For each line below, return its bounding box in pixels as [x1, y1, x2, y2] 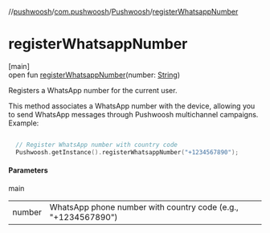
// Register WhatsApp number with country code [15, 141, 178, 149]
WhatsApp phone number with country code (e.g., [49, 201, 239, 212]
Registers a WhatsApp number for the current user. [8, 85, 178, 95]
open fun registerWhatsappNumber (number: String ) [8, 70, 181, 80]
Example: [8, 118, 39, 128]
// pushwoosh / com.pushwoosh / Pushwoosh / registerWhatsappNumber [8, 7, 239, 16]
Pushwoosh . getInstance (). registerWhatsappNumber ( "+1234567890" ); [15, 148, 239, 156]
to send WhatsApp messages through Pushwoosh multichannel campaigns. [8, 109, 259, 119]
